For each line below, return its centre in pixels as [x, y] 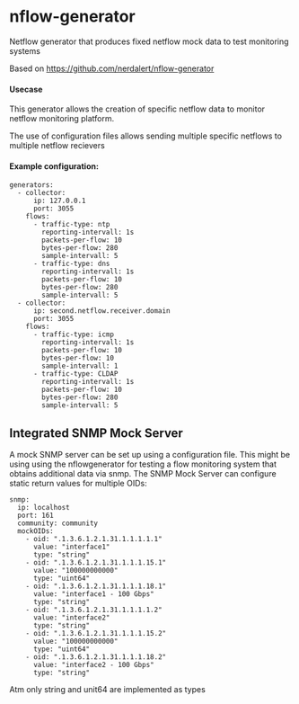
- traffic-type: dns [71, 264]
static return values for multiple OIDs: [78, 484]
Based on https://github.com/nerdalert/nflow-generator [112, 68]
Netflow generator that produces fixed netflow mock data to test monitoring [149, 41]
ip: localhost [44, 508]
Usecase [26, 89]
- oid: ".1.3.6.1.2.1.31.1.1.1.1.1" [94, 539]
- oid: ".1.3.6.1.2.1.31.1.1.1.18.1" [96, 586]
